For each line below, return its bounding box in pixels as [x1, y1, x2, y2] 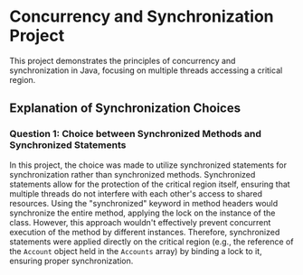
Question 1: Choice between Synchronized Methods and [9, 128, 262, 141]
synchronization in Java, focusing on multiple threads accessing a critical [9, 65, 283, 76]
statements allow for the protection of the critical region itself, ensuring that [9, 179, 291, 189]
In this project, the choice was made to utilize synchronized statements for [9, 160, 288, 170]
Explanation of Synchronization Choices [9, 101, 241, 116]
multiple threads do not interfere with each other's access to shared [9, 188, 263, 199]
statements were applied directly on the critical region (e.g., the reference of [9, 236, 294, 247]
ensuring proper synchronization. [9, 255, 134, 266]
